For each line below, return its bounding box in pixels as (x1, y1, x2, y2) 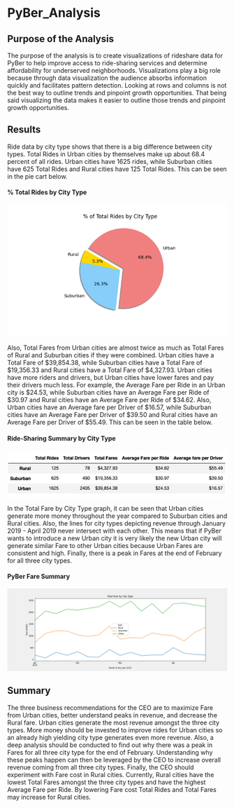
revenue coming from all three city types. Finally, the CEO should (7, 762, 194, 772)
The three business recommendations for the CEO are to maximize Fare (7, 703, 214, 712)
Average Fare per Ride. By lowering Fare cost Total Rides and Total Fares (7, 785, 217, 793)
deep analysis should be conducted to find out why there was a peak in (7, 741, 213, 749)
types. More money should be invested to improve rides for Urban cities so (7, 725, 223, 734)
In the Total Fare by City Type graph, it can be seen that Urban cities (7, 504, 204, 512)
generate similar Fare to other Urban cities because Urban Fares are (7, 541, 204, 549)
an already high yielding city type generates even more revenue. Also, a (7, 733, 214, 741)
